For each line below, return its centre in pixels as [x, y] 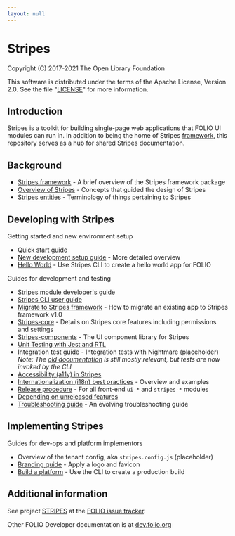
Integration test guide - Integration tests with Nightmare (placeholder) [118, 352]
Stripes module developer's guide [66, 292]
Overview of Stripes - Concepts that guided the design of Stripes [112, 190]
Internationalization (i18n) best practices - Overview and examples [113, 382]
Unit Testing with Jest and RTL [62, 344]
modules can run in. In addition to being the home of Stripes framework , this [117, 136]
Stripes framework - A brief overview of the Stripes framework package [121, 182]
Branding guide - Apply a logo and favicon [79, 464]
